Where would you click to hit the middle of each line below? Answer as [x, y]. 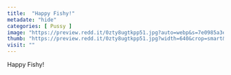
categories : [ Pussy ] [40, 26]
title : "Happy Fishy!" [41, 13]
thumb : [16, 39]
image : [16, 32]
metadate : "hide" [32, 20]
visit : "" [21, 45]
